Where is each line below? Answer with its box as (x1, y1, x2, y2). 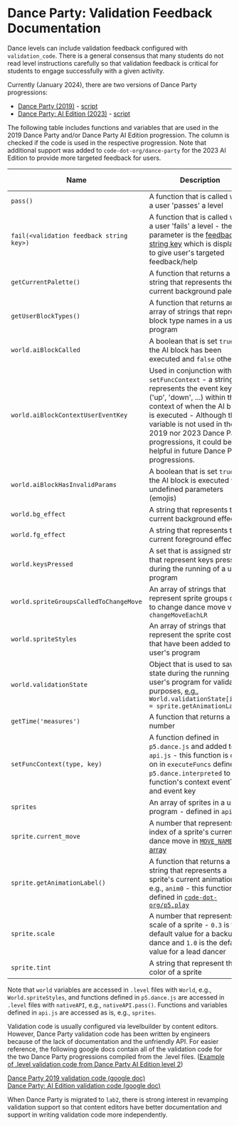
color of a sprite (149, 967, 202, 977)
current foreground (149, 534, 213, 544)
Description (180, 175, 221, 185)
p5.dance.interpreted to (149, 768, 231, 778)
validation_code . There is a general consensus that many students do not (7, 51, 224, 60)
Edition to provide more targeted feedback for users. (7, 154, 161, 162)
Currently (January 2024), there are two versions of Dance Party (7, 80, 197, 89)
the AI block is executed (149, 475, 230, 485)
